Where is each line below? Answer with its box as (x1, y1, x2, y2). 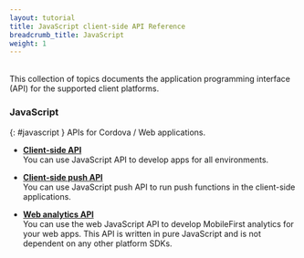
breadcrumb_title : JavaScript (9, 30, 125, 39)
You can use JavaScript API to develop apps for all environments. (22, 154, 269, 165)
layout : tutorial (9, 13, 76, 23)
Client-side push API (22, 171, 103, 182)
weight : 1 (9, 38, 47, 48)
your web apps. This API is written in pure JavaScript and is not (22, 228, 262, 239)
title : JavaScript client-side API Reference (9, 22, 185, 31)
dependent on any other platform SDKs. (22, 238, 173, 249)
